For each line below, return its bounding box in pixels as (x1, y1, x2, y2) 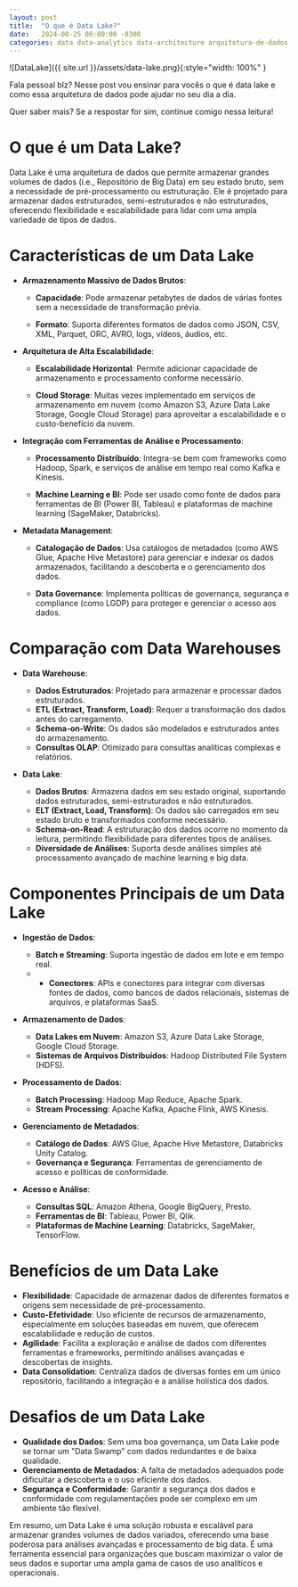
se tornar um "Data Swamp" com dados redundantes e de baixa (21, 1445, 257, 1456)
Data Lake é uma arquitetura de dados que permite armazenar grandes (9, 167, 270, 178)
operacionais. (9, 1566, 60, 1578)
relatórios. (35, 752, 73, 762)
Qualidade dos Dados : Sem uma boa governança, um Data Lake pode (21, 1436, 280, 1447)
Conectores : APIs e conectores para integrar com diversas (48, 978, 265, 988)
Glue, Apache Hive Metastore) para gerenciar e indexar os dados (35, 552, 274, 563)
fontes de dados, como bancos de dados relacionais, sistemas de (48, 987, 290, 998)
